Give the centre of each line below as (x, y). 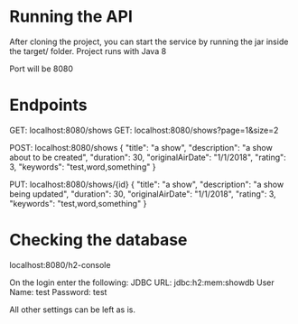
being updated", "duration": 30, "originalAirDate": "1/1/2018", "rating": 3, (143, 194)
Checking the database (98, 240)
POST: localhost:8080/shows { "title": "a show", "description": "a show (141, 147)
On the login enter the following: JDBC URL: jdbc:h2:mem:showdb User (142, 282)
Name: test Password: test (58, 292)
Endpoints (48, 105)
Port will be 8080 (42, 69)
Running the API (71, 17)
